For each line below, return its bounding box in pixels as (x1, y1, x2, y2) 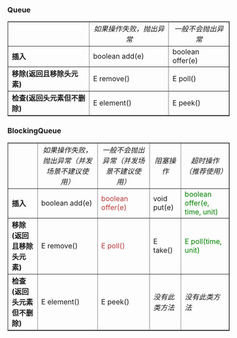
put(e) (152, 203, 174, 212)
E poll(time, (184, 236, 222, 246)
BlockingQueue (7, 126, 61, 135)
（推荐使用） (184, 166, 228, 176)
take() (152, 245, 174, 255)
